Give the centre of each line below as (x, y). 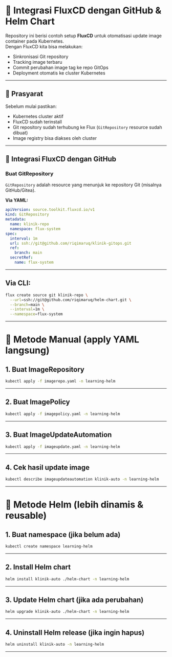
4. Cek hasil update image (47, 467)
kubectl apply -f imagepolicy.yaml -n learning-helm (63, 414)
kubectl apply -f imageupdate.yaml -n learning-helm (63, 447)
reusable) (26, 516)
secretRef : (21, 258)
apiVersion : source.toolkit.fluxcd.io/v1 (50, 210)
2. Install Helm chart (38, 567)
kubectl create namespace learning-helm (49, 546)
